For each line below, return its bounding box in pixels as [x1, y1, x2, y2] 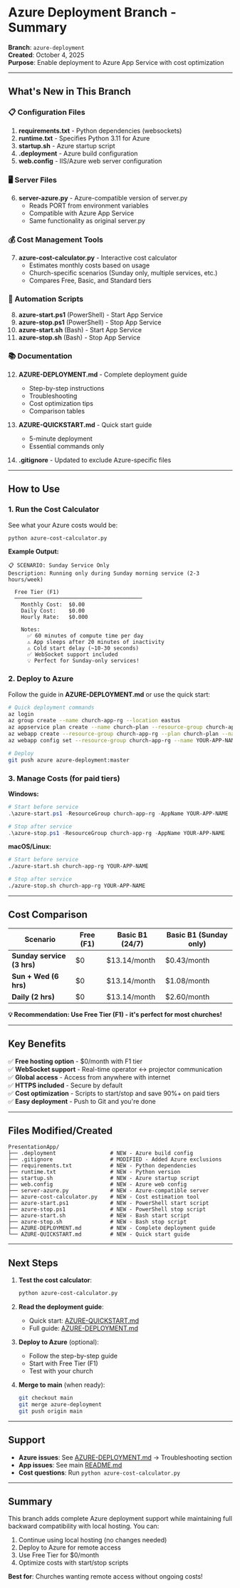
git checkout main [18, 1395, 73, 1402]
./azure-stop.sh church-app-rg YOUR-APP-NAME [8, 882, 145, 890]
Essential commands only [28, 441, 105, 450]
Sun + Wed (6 [11, 971, 59, 981]
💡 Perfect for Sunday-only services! [26, 657, 140, 665]
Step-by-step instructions [28, 384, 105, 392]
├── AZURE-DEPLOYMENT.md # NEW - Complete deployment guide [8, 1224, 216, 1232]
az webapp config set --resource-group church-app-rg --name [8, 737, 194, 744]
